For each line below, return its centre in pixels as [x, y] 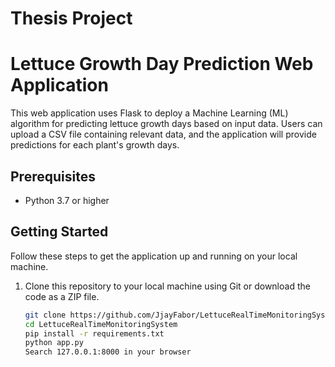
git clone [45, 315]
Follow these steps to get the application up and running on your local [154, 256]
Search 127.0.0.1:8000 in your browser [108, 352]
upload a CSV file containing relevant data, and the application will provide [163, 134]
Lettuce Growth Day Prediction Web [162, 64]
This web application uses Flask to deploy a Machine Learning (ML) [149, 113]
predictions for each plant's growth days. [95, 145]
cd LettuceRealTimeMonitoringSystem [101, 324]
